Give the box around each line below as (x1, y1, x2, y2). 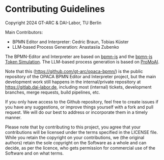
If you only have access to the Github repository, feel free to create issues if (5, 98, 159, 104)
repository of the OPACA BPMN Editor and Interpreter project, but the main (5, 73, 156, 79)
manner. (5, 114, 22, 120)
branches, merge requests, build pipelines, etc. (5, 89, 101, 95)
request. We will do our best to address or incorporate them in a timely (5, 109, 148, 115)
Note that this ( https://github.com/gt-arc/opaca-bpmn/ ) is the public (5, 68, 143, 74)
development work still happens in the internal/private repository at (5, 79, 141, 85)
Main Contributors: (5, 29, 43, 35)
